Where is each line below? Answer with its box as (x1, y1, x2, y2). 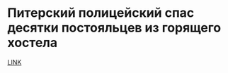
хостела (7, 35, 58, 51)
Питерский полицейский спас (7, 5, 195, 21)
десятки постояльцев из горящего (7, 20, 222, 36)
